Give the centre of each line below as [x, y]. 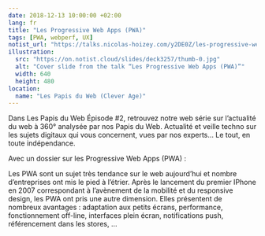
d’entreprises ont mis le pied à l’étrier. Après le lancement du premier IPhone [132, 183]
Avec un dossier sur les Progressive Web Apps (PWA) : [97, 159]
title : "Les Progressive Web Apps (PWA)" [77, 30]
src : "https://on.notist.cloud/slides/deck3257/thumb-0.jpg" [118, 60]
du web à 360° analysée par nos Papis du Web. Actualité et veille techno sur [132, 127]
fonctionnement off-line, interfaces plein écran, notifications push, [116, 216]
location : [24, 88]
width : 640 [33, 74]
